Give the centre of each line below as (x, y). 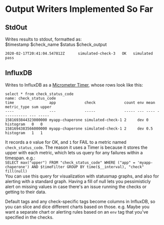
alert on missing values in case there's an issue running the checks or (76, 186)
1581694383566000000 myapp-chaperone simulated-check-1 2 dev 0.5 (79, 129)
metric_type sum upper (28, 107)
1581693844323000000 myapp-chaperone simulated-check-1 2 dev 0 (77, 120)
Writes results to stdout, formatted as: (44, 39)
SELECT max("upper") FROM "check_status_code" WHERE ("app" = (70, 162)
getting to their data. (26, 192)
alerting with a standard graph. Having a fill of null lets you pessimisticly (78, 181)
